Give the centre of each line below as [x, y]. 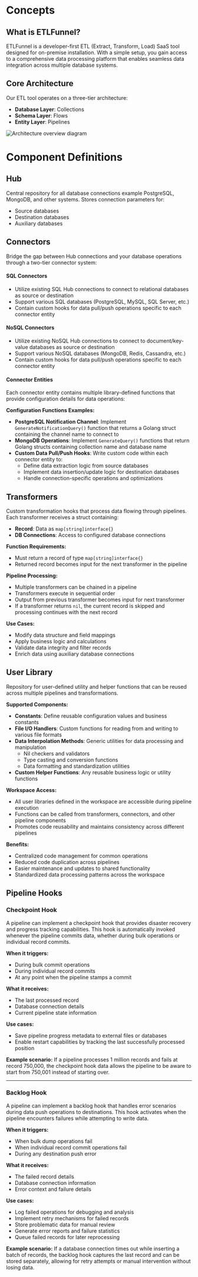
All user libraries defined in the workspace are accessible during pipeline [103, 802]
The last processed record [47, 1000]
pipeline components [40, 820]
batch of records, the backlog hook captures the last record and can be [93, 1255]
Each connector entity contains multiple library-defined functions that [91, 393]
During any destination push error [56, 1154]
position [24, 1048]
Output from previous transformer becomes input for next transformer [100, 600]
